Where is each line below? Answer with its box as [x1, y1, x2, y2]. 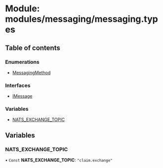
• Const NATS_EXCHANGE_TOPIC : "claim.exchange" [5, 157, 113, 163]
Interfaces [5, 82, 31, 89]
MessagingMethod [12, 70, 51, 76]
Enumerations [5, 58, 40, 65]
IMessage [12, 93, 33, 99]
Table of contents [5, 43, 60, 52]
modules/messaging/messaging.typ [5, 13, 158, 25]
